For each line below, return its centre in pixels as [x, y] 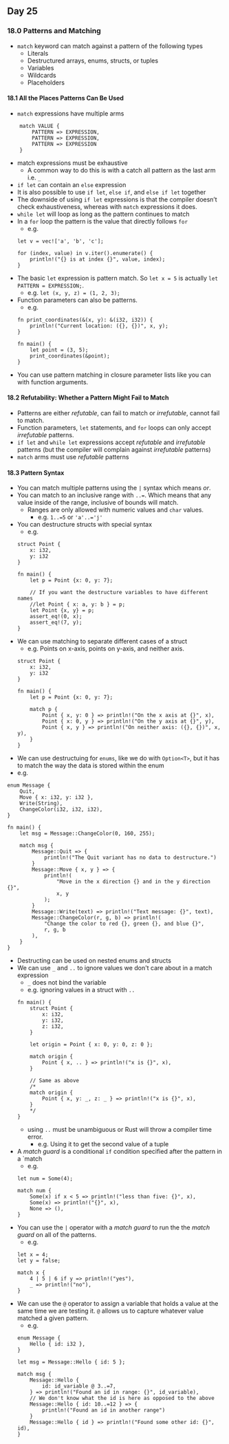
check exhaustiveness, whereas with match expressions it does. [107, 206]
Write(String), [41, 804]
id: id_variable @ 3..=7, [79, 1386]
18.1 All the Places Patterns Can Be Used [65, 98]
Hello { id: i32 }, [58, 1344]
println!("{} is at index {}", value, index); [98, 259]
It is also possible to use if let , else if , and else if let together [111, 192]
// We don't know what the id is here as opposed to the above [122, 1399]
